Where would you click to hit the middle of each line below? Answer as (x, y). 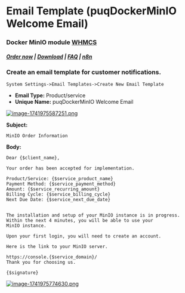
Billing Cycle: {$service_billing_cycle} (58, 195)
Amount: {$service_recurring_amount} (53, 189)
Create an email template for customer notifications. (84, 72)
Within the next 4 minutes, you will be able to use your (80, 221)
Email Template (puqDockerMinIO (92, 11)
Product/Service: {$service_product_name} (60, 179)
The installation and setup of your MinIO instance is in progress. (93, 215)
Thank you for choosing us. (41, 263)
